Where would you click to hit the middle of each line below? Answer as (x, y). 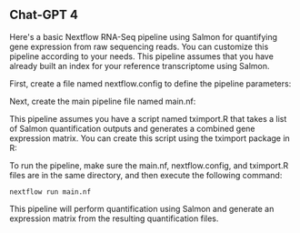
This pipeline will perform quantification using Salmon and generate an (142, 208)
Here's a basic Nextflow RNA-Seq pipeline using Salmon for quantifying (144, 36)
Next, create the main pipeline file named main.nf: (103, 101)
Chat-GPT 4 (44, 15)
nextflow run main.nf (50, 192)
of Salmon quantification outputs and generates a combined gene (133, 128)
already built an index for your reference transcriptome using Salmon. (140, 66)
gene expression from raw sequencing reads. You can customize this (139, 46)
